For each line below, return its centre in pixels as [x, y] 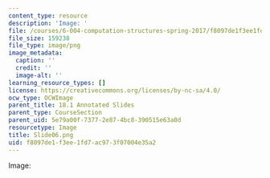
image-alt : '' [39, 75]
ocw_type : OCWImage [41, 98]
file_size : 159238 [39, 38]
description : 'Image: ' [48, 23]
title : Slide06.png [41, 135]
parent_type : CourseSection [55, 113]
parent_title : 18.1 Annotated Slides [72, 105]
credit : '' [34, 68]
